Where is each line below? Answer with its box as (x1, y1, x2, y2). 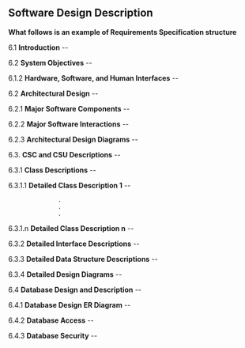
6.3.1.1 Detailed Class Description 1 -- (8, 180, 131, 190)
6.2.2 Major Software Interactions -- (8, 119, 129, 129)
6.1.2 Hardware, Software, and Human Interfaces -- (8, 73, 179, 82)
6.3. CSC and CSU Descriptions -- (8, 149, 121, 159)
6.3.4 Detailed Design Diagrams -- (8, 269, 122, 279)
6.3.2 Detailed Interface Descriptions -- (8, 239, 140, 248)
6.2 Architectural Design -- (8, 89, 99, 98)
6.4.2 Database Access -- (8, 316, 94, 325)
